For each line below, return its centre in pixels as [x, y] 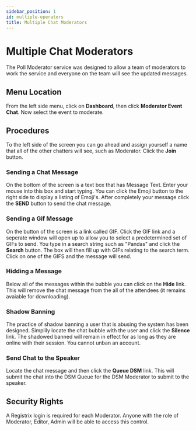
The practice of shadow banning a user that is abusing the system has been [97, 324]
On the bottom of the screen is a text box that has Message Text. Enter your [97, 185]
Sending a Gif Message [40, 218]
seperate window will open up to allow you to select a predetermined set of [97, 238]
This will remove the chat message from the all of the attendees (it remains [96, 290]
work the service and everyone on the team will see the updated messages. [97, 74]
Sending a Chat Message [42, 172]
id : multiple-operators [35, 17]
